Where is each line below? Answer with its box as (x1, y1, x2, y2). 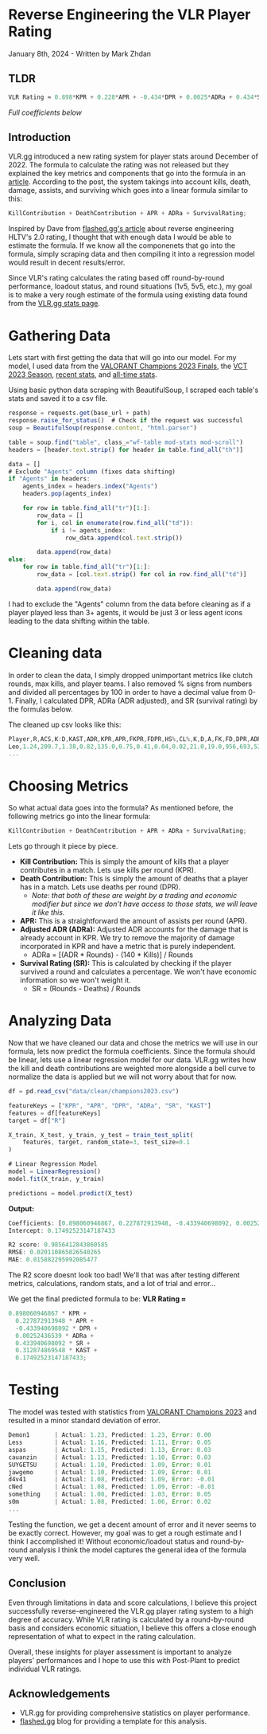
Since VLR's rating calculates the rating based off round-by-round (8, 273, 225, 283)
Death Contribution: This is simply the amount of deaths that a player (19, 874, 249, 884)
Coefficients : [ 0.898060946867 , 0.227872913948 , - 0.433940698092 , (8, 1219, 233, 1227)
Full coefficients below (8, 108, 82, 117)
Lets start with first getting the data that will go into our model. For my (8, 353, 237, 363)
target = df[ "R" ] (8, 1116, 66, 1124)
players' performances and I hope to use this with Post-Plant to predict (8, 1655, 240, 1665)
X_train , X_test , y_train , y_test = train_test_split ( (8, 1131, 194, 1139)
